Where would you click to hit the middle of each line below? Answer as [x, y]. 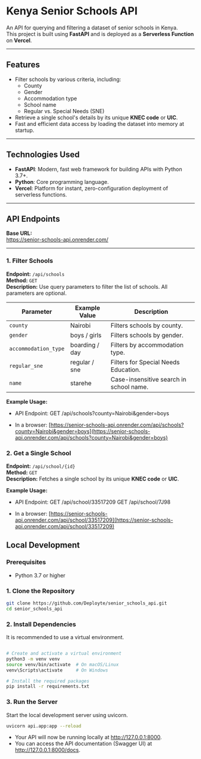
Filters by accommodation [147, 344]
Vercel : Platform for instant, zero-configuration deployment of [92, 188]
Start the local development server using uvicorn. [67, 715]
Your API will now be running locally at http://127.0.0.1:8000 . [88, 737]
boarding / [85, 344]
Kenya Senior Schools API [72, 11]
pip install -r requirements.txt [48, 687]
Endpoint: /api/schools [35, 274]
